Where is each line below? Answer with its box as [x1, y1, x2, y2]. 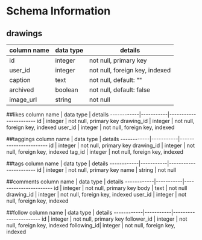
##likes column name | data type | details [6, 111, 109, 118]
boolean [55, 86, 78, 94]
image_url [9, 95, 37, 104]
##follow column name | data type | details [6, 209, 113, 216]
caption [9, 76, 31, 84]
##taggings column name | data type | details [6, 136, 119, 142]
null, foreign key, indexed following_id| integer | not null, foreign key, [6, 222, 176, 229]
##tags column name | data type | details [6, 160, 109, 167]
